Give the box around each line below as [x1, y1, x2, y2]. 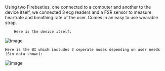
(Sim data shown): [5, 51, 43, 56]
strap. [5, 20, 17, 25]
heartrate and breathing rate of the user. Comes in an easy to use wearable [5, 15, 158, 20]
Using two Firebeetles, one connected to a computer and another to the [5, 4, 151, 10]
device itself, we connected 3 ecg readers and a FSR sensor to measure [5, 9, 152, 15]
